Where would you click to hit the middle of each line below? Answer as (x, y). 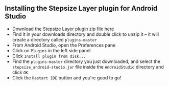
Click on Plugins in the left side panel (51, 50)
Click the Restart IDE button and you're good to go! (67, 78)
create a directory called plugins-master (55, 39)
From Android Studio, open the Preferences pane (64, 45)
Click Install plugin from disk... (49, 56)
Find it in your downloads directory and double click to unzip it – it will (86, 34)
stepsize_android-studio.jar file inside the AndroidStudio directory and (88, 67)
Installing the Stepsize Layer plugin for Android (81, 8)
